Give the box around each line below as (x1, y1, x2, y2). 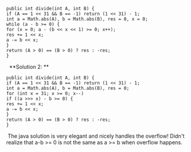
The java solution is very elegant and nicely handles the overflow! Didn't (7, 132, 185, 139)
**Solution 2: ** (8, 63, 50, 70)
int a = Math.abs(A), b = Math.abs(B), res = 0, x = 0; (6, 16, 148, 22)
